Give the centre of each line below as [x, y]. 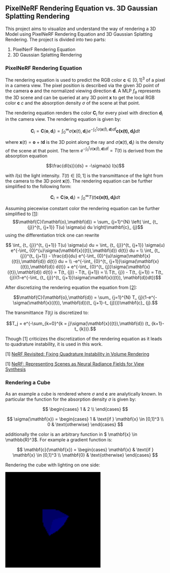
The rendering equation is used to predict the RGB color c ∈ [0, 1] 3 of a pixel [85, 80]
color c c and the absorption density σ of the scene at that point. [73, 103]
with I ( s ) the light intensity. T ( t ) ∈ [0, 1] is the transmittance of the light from [84, 176]
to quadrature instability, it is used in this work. [54, 344]
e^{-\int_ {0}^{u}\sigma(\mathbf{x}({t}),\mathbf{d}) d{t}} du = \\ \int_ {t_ [85, 250]
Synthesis [16, 370]
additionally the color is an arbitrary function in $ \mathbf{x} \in [71, 434]
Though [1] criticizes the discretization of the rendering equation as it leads [84, 339]
